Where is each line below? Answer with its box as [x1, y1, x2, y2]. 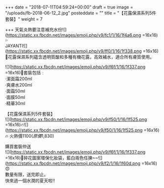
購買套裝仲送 [5, 144, 31, 149]
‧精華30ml [5, 100, 26, 106]
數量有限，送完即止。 [5, 172, 48, 177]
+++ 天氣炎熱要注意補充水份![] [5, 27, 67, 32]
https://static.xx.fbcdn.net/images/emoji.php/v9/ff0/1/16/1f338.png [6, 48, 142, 54]
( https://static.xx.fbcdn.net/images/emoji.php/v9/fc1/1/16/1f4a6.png [5, 32, 141, 38]
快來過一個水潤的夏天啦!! [5, 178, 55, 184]
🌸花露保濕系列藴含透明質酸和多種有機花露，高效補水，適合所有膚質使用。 [5, 54, 155, 60]
